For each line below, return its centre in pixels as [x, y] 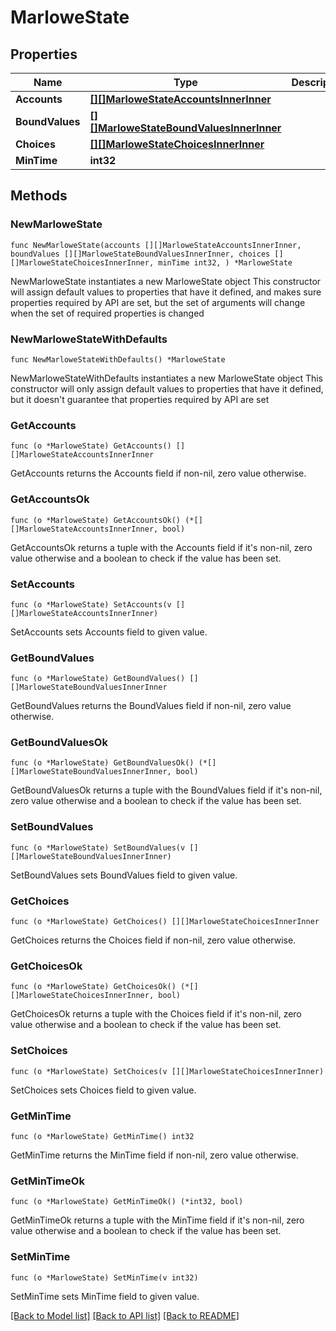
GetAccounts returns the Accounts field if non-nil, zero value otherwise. [158, 473]
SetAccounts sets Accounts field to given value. [109, 632]
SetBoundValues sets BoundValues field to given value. [124, 875]
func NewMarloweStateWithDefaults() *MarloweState [118, 359]
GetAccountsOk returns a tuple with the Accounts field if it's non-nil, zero [161, 547]
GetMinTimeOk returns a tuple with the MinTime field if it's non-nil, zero [157, 1220]
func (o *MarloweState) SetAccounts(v [91, 604]
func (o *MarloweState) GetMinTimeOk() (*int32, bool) [127, 1202]
